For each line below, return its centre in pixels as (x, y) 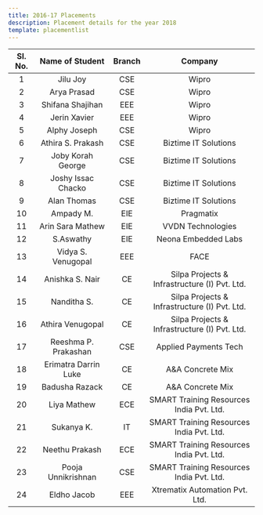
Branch (127, 61)
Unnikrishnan (72, 477)
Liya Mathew (72, 404)
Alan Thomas (72, 201)
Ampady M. (72, 214)
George (72, 165)
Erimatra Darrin (72, 364)
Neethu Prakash (72, 450)
